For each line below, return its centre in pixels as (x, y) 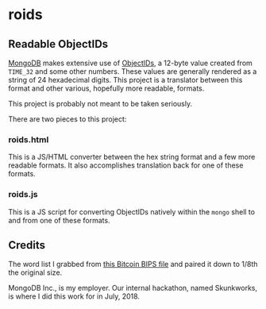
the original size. (35, 272)
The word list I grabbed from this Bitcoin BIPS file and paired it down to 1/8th (133, 265)
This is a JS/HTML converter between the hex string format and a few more (132, 157)
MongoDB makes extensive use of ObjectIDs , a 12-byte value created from (130, 63)
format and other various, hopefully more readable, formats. (106, 88)
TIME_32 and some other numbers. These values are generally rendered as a (133, 71)
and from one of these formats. (59, 220)
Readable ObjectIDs (58, 44)
